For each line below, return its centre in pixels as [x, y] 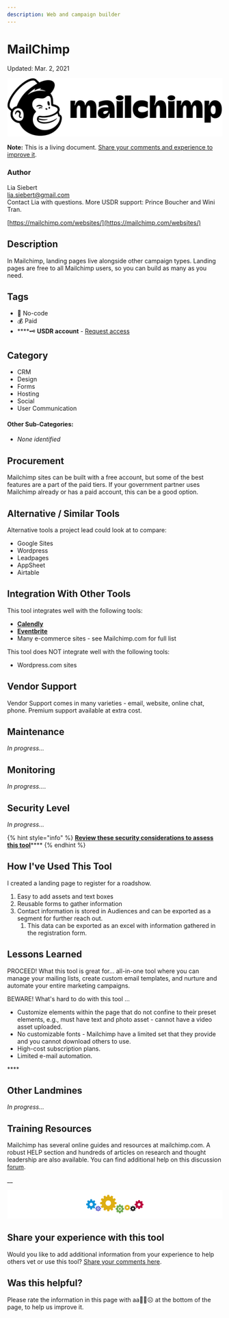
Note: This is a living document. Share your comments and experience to [110, 147]
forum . [16, 1167]
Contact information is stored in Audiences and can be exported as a [114, 911]
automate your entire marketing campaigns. [69, 985]
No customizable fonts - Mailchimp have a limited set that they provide [117, 1034]
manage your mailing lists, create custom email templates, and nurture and [112, 978]
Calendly [30, 623]
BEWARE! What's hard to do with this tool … [68, 998]
